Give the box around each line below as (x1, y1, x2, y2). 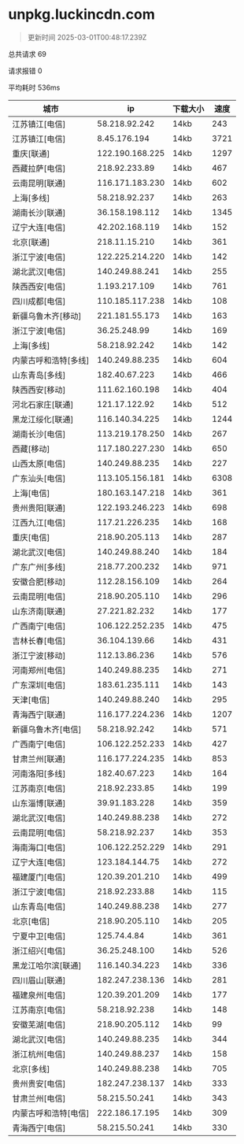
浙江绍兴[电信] (12, 945, 66, 956)
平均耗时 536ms (8, 83, 61, 92)
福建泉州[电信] (12, 990, 66, 1001)
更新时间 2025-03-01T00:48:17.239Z (27, 32, 147, 42)
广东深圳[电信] (12, 679, 66, 690)
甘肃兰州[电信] (12, 1093, 66, 1104)
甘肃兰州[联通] (12, 753, 66, 765)
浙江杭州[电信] (12, 1049, 66, 1060)
